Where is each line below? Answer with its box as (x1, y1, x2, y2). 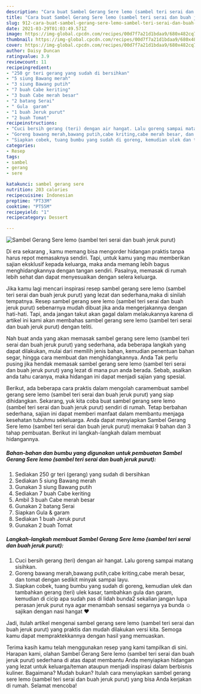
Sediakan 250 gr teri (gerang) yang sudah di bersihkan (14, 471, 150, 478)
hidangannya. (6, 436, 40, 443)
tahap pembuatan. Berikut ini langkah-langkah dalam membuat (6, 429, 162, 436)
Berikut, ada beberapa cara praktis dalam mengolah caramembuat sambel (6, 385, 189, 392)
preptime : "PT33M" (6, 198, 52, 204)
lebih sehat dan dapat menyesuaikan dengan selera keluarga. (6, 273, 157, 280)
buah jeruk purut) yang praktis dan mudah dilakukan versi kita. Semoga (6, 626, 182, 633)
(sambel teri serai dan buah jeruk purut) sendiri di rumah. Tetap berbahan (6, 404, 187, 411)
